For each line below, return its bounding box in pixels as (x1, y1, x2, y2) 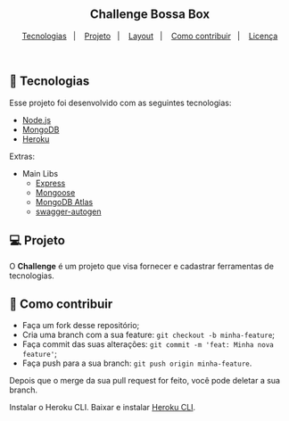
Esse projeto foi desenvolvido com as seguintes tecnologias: (9, 97, 232, 108)
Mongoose (35, 186, 76, 198)
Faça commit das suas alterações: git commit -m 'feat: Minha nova (21, 339, 274, 350)
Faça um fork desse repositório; (21, 320, 140, 331)
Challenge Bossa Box (89, 7, 211, 22)
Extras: (9, 151, 36, 161)
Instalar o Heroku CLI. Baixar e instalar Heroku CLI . (9, 402, 196, 413)
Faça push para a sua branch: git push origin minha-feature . (21, 358, 252, 368)
